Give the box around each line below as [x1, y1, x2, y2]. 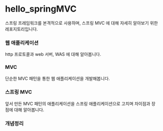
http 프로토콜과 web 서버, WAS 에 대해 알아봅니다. [5, 51, 102, 57]
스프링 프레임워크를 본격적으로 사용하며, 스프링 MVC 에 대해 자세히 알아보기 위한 [5, 20, 158, 26]
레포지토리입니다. [5, 26, 38, 32]
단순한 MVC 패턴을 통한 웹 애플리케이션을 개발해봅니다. [5, 75, 110, 81]
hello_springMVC [5, 3, 77, 15]
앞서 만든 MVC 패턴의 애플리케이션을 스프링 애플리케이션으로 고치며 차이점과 [5, 100, 150, 106]
